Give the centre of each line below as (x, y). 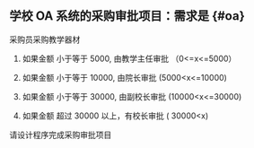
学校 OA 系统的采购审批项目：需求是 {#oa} (127, 16)
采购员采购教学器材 (45, 39)
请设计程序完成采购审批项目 (61, 135)
